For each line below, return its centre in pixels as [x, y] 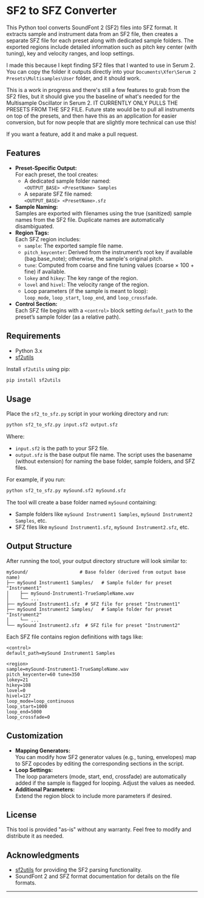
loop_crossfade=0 [28, 717]
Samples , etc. [31, 521]
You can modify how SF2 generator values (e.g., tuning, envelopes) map [106, 757]
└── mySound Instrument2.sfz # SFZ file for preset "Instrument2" [93, 625]
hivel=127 [19, 696]
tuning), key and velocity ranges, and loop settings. [70, 53]
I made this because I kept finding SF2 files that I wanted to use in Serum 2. [101, 65]
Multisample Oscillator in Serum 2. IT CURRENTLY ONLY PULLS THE [92, 103]
